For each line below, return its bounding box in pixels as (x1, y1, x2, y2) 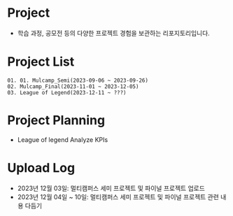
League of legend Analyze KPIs (17, 135, 108, 144)
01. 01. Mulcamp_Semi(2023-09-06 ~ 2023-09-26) (7, 77, 149, 84)
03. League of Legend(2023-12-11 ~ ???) (7, 89, 127, 96)
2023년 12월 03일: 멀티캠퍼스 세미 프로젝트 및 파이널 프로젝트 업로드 (17, 184, 205, 192)
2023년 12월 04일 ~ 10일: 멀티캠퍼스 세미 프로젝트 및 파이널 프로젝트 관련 (17, 192, 219, 201)
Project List (7, 54, 75, 70)
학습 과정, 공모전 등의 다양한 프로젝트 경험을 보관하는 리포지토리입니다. (17, 29, 210, 37)
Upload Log (7, 160, 76, 175)
